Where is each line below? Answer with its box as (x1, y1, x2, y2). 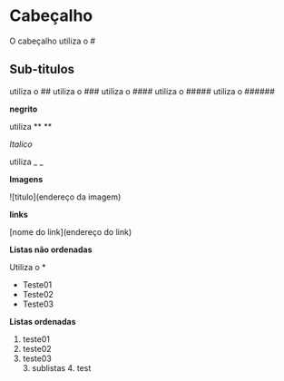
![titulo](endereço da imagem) (9, 191, 122, 202)
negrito (9, 103, 38, 114)
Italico (9, 138, 34, 150)
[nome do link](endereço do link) (9, 226, 132, 237)
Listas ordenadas (9, 316, 76, 327)
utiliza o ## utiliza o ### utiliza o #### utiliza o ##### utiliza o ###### (9, 85, 275, 96)
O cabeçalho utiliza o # (9, 35, 96, 46)
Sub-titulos (9, 62, 75, 77)
